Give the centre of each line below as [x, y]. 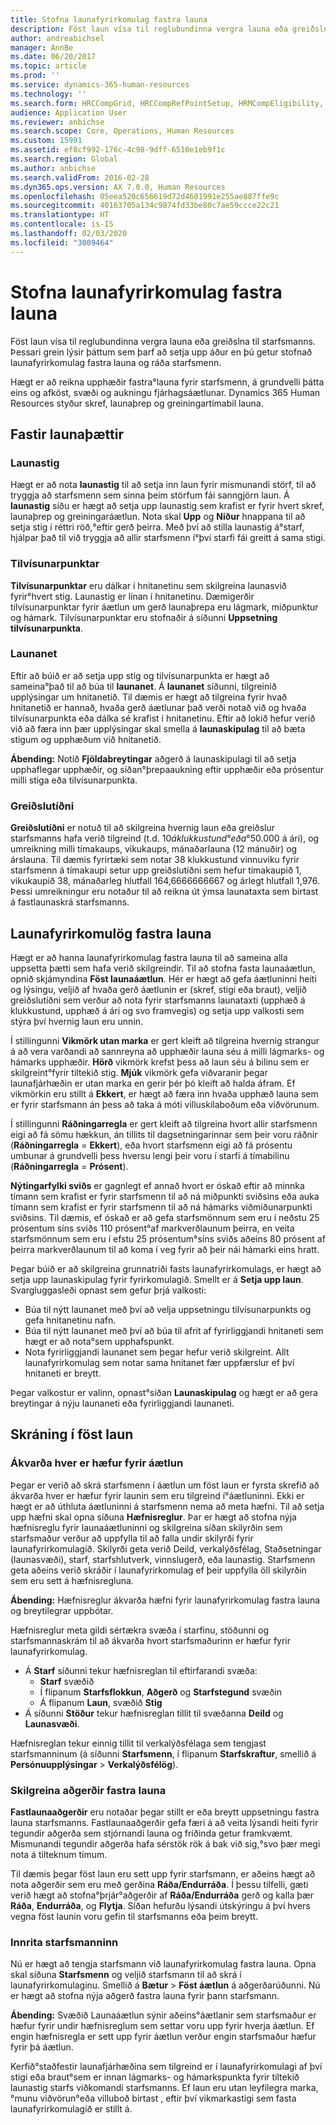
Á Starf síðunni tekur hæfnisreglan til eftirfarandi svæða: [141, 1670]
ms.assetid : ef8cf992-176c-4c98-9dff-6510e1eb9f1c [118, 150]
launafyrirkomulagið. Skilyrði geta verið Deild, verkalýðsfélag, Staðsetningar [166, 1548]
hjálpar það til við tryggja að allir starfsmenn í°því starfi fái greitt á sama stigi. [168, 538]
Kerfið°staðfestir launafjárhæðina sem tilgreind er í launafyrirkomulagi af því [166, 2067]
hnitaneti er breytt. [63, 1373]
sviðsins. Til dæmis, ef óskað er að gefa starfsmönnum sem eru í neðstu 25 [165, 1217]
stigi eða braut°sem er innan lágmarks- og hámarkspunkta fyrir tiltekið [155, 2077]
